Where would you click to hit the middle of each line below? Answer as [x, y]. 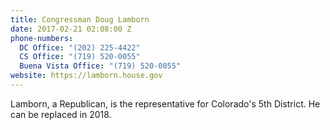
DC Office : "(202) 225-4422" [80, 47]
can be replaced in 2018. [61, 114]
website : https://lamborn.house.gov [86, 76]
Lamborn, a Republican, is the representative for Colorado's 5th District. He [165, 103]
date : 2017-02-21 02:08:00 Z [71, 29]
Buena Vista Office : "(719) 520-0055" [100, 66]
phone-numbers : [42, 38]
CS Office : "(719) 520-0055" [80, 57]
